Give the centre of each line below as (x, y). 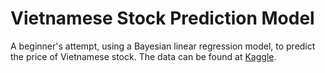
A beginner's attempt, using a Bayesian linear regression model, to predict (163, 46)
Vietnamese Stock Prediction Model (162, 18)
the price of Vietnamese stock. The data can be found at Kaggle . (143, 56)
